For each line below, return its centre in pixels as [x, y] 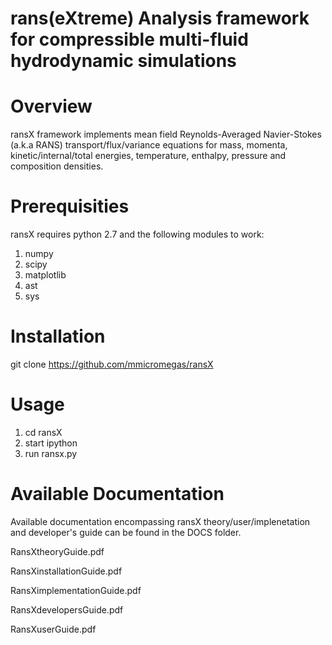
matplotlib [45, 275]
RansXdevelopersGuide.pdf [67, 609]
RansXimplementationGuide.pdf [76, 590]
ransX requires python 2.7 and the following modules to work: [137, 234]
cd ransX [43, 432]
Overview [51, 106]
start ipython [51, 443]
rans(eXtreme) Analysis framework [160, 18]
